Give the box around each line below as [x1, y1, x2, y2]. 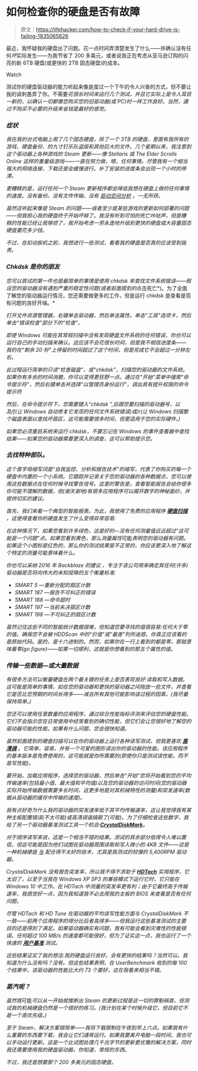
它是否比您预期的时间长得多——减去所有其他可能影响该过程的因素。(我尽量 [6, 691, 189, 698]
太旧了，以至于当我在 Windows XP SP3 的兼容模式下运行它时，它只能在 [6, 875, 180, 883]
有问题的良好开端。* [6, 299, 56, 306]
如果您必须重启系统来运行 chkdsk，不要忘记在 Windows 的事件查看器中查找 [6, 427, 190, 435]
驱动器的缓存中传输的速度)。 [16, 794, 86, 801]
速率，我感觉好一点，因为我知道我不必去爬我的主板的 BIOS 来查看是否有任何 [6, 890, 191, 897]
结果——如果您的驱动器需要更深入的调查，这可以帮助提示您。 [6, 435, 156, 442]
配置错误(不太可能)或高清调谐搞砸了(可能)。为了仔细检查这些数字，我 [21, 814, 189, 821]
